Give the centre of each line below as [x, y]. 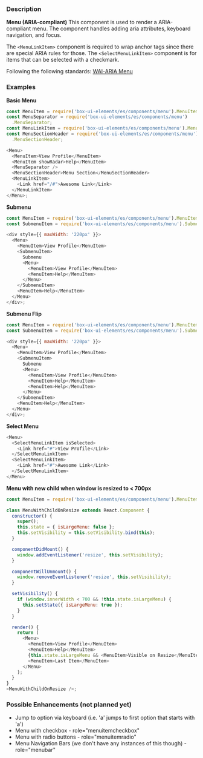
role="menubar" [35, 750]
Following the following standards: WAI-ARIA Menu [69, 71]
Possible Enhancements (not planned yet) [69, 705]
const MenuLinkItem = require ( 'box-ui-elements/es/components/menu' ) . [97, 128]
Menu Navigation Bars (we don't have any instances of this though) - [101, 743]
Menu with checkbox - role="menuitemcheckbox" [77, 731]
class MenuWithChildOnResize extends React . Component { [78, 510]
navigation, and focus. [34, 35]
